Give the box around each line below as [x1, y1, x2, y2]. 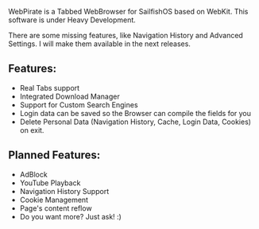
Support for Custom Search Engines [19, 99, 138, 110]
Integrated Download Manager [19, 91, 121, 101]
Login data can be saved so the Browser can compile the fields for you [19, 108, 252, 118]
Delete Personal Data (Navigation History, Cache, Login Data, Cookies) [19, 117, 252, 126]
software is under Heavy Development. [8, 15, 137, 25]
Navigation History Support [19, 186, 110, 196]
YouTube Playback [19, 178, 81, 188]
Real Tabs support [19, 83, 80, 92]
